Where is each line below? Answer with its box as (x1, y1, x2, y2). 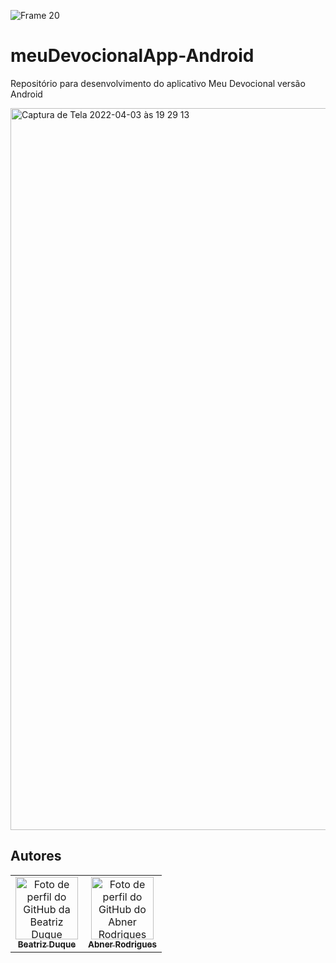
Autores (10, 848, 62, 865)
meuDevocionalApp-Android (10, 45, 255, 67)
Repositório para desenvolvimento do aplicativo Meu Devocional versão (10, 77, 306, 89)
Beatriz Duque (17, 938, 77, 950)
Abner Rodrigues (88, 938, 157, 950)
